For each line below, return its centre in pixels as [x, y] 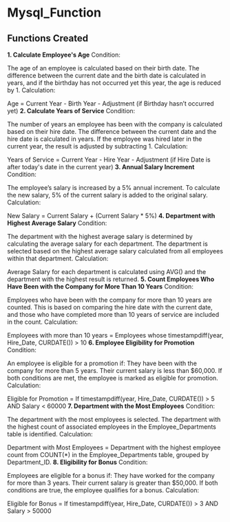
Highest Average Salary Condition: [57, 223]
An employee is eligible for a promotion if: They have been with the [102, 363]
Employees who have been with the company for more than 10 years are [109, 300]
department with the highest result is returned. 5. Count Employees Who [111, 279]
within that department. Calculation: [58, 258]
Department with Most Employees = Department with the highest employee [114, 447]
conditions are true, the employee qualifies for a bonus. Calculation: [103, 490]
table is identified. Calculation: [50, 434]
